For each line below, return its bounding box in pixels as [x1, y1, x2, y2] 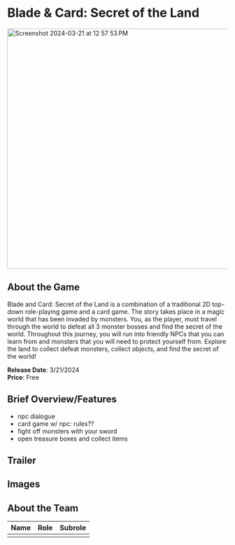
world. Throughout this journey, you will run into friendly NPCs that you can [7, 329, 225, 338]
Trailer [7, 454, 36, 467]
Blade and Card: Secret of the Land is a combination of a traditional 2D [7, 300, 211, 308]
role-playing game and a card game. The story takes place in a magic [24, 307, 225, 316]
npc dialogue [17, 412, 56, 420]
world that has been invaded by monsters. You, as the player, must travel [7, 315, 217, 323]
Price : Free [7, 373, 40, 381]
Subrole [59, 523, 86, 533]
